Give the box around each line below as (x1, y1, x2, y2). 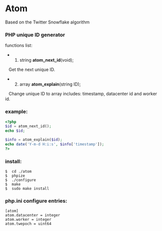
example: (5, 108, 28, 115)
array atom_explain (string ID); (19, 81, 81, 87)
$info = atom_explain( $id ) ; (5, 138, 63, 142)
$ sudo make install (5, 186, 50, 191)
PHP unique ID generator (5, 31, 65, 38)
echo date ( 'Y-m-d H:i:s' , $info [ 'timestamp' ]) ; (5, 142, 105, 147)
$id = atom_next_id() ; (5, 124, 52, 129)
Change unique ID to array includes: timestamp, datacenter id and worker (8, 91, 157, 97)
